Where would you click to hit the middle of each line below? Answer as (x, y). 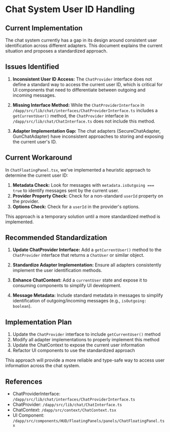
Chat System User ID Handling (70, 9)
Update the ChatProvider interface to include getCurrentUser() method (87, 334)
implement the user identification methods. (57, 270)
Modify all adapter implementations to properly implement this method (86, 340)
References (24, 382)
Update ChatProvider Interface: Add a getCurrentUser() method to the (87, 250)
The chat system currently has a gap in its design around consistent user (81, 40)
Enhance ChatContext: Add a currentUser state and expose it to (80, 280)
